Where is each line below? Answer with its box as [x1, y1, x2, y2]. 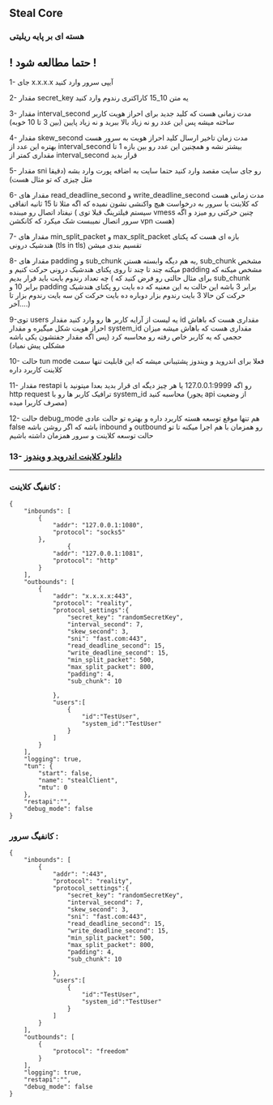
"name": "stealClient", [38, 776, 118, 784]
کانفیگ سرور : [9, 830, 59, 842]
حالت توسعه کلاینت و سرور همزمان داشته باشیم [9, 431, 154, 441]
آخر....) [9, 299, 31, 309]
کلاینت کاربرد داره [9, 365, 63, 375]
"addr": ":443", [52, 870, 108, 878]
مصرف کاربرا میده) [9, 398, 68, 407]
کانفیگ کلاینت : [9, 481, 62, 493]
